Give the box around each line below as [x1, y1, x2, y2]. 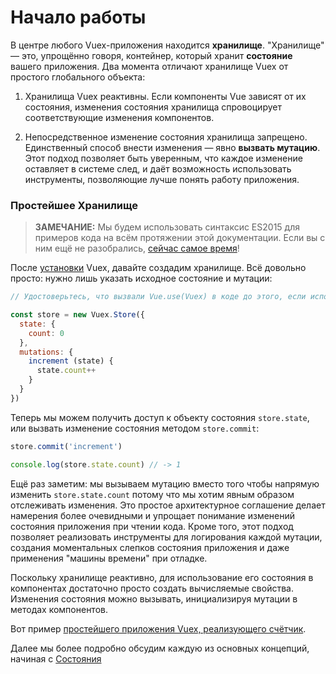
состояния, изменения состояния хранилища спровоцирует [24, 101, 282, 113]
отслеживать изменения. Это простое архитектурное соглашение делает [10, 499, 326, 511]
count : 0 [28, 328, 65, 338]
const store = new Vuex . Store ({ [10, 310, 145, 320]
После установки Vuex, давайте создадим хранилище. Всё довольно [10, 262, 307, 274]
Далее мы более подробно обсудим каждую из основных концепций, [10, 642, 310, 654]
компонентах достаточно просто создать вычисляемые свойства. [10, 582, 294, 594]
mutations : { [19, 347, 74, 357]
